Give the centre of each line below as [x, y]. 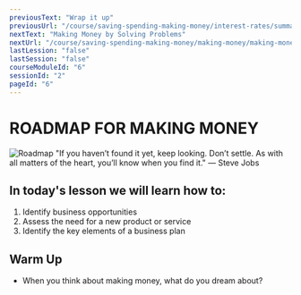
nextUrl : [26, 42]
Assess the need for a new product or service [107, 222]
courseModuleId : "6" [48, 68]
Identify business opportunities [79, 212]
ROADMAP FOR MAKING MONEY [134, 128]
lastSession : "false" [50, 59]
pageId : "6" [31, 84]
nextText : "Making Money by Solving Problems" [98, 34]
